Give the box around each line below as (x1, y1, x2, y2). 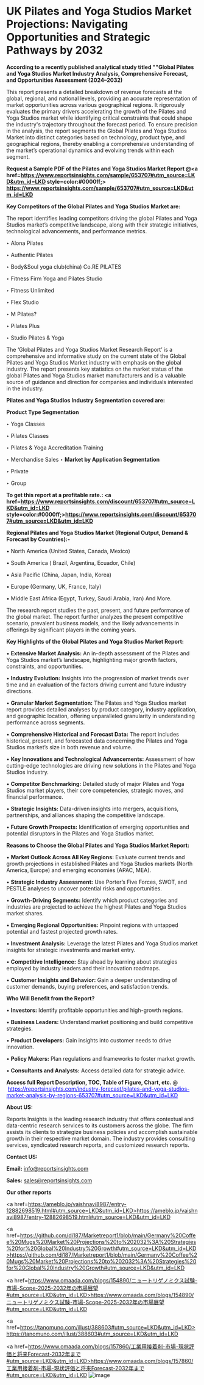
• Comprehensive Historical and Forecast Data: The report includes (6, 730, 180, 738)
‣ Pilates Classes (6, 432, 49, 439)
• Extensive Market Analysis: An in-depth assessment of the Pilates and (6, 649, 190, 657)
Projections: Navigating (6, 17, 128, 31)
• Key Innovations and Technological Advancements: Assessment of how (6, 755, 195, 763)
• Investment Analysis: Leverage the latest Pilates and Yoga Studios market (6, 939, 198, 947)
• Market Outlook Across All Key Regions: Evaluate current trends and (6, 853, 185, 860)
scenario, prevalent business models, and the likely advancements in (6, 619, 180, 627)
